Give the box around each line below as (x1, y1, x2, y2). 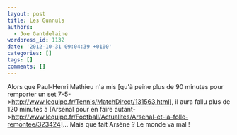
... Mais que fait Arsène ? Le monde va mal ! (62, 119, 190, 128)
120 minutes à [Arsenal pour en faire (7, 105, 113, 113)
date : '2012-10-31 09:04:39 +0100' (7, 43, 112, 50)
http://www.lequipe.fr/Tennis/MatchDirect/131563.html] (11, 97, 172, 106)
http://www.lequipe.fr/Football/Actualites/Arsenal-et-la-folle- (11, 112, 189, 121)
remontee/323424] (7, 119, 64, 128)
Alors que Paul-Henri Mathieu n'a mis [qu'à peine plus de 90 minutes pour (7, 82, 224, 90)
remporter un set (7, 90, 57, 98)
